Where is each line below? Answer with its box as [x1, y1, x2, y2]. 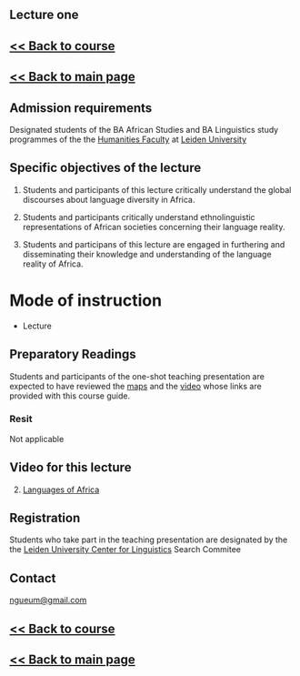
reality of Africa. [22, 258, 84, 269]
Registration [9, 510, 81, 526]
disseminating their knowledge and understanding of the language [22, 248, 272, 259]
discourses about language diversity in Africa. [22, 194, 195, 205]
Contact [9, 570, 56, 586]
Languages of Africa [22, 484, 100, 495]
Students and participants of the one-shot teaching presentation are [9, 370, 265, 381]
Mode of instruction [9, 290, 162, 310]
